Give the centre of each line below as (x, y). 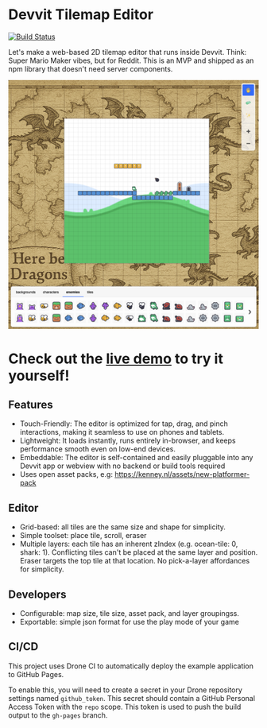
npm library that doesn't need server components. (91, 68)
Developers (37, 594)
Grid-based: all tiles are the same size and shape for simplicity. (123, 527)
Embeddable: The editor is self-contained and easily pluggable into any (136, 458)
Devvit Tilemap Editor (81, 15)
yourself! (39, 376)
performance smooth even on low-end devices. (98, 449)
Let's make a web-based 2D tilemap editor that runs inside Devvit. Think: (128, 52)
